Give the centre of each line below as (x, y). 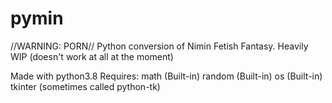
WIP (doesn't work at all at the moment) (92, 56)
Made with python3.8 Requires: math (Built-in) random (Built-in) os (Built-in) (166, 76)
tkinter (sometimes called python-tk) (85, 86)
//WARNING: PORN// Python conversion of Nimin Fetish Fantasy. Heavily (159, 46)
